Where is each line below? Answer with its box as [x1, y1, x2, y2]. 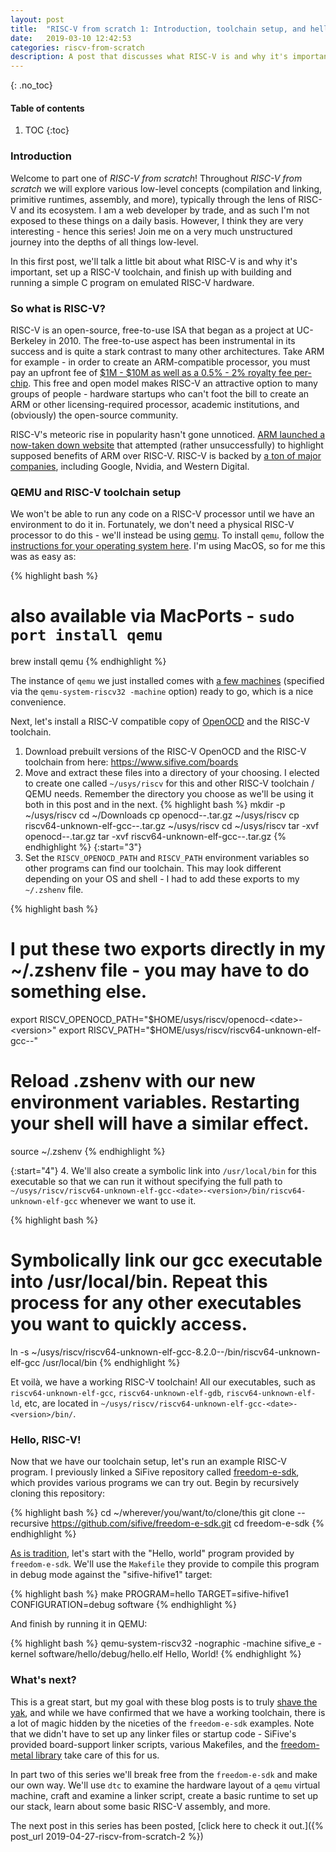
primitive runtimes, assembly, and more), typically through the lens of [10, 193, 297, 205]
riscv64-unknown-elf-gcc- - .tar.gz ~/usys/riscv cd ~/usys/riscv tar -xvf [24, 820, 320, 832]
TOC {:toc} [24, 124, 70, 136]
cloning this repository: [10, 1487, 105, 1500]
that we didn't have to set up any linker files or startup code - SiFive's [10, 1727, 297, 1740]
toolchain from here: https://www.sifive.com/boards [24, 756, 239, 768]
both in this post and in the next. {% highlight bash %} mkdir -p [24, 799, 286, 811]
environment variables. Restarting [10, 1091, 300, 1114]
